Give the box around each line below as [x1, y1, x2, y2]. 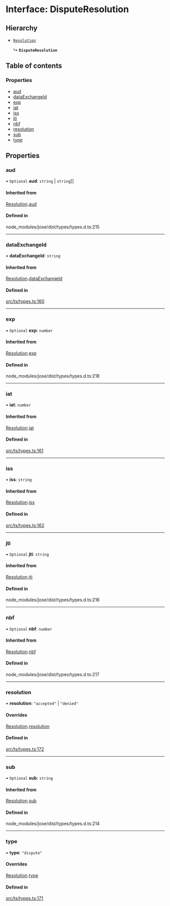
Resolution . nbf [6, 648, 36, 654]
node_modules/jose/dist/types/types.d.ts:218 [6, 373, 100, 379]
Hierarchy [6, 24, 38, 32]
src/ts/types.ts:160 [6, 298, 45, 304]
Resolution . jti [6, 574, 33, 580]
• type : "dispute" [6, 849, 42, 855]
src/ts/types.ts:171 [6, 895, 43, 901]
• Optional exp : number [6, 327, 53, 333]
